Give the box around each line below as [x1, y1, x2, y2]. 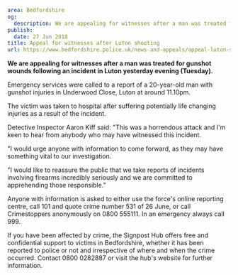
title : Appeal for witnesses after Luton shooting [7, 40, 160, 47]
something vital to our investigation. [7, 152, 112, 161]
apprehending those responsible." [7, 181, 106, 190]
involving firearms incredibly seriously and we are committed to [7, 173, 193, 182]
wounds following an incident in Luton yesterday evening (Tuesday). [7, 67, 214, 75]
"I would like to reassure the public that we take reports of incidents [7, 166, 205, 174]
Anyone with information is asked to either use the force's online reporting [7, 195, 225, 203]
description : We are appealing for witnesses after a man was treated [13, 20, 227, 27]
